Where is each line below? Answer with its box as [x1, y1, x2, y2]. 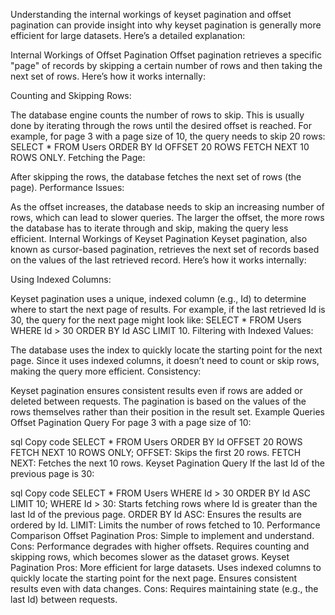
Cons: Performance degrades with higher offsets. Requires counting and [10, 540, 310, 552]
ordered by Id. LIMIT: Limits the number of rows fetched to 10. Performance [10, 519, 321, 531]
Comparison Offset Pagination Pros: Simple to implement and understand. [10, 530, 315, 541]
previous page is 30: [10, 468, 95, 479]
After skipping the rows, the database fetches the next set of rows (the [10, 171, 302, 183]
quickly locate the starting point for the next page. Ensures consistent [10, 572, 298, 584]
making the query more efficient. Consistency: [10, 365, 202, 377]
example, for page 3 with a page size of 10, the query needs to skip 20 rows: [10, 130, 326, 142]
